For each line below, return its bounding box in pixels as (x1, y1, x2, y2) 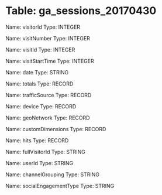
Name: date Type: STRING (5, 69, 69, 76)
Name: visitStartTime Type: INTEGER (5, 57, 94, 64)
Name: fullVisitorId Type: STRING (5, 148, 85, 155)
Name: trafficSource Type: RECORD (5, 91, 92, 98)
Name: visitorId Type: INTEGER (5, 23, 80, 30)
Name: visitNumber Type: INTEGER (5, 35, 90, 42)
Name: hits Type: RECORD (5, 136, 69, 144)
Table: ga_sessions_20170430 (5, 4, 157, 18)
